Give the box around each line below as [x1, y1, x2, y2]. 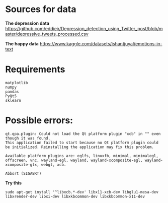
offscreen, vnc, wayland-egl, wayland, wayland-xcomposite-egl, [5, 158, 143, 163]
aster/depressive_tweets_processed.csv [5, 31, 89, 37]
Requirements [5, 64, 65, 75]
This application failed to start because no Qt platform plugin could [5, 140, 158, 145]
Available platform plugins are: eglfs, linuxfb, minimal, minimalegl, [5, 153, 158, 158]
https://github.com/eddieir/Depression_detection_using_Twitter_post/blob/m [5, 25, 163, 31]
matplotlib [5, 80, 28, 85]
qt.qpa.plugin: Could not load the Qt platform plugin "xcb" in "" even [5, 131, 161, 137]
